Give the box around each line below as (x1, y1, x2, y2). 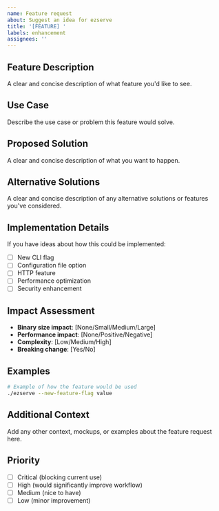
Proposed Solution (7, 138, 88, 150)
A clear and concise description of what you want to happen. (7, 156, 180, 164)
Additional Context (7, 409, 90, 421)
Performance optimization (17, 277, 92, 285)
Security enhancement (17, 284, 82, 293)
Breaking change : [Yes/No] (17, 345, 96, 354)
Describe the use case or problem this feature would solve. (7, 118, 175, 126)
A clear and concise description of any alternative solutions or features (7, 194, 209, 203)
